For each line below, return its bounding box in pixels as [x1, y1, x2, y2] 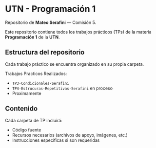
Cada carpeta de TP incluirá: [5, 117, 62, 123]
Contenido [5, 105, 38, 113]
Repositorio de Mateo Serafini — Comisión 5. [5, 19, 97, 25]
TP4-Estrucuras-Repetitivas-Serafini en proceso [12, 85, 113, 91]
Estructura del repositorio [5, 48, 85, 56]
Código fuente [12, 127, 41, 132]
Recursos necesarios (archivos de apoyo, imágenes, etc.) [12, 132, 128, 138]
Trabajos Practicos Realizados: [5, 71, 67, 76]
